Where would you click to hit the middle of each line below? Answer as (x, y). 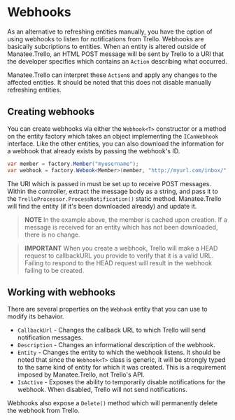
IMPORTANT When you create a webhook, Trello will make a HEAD (121, 248)
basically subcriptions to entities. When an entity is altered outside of (107, 46)
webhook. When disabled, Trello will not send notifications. (102, 390)
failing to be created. (54, 270)
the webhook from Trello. (44, 411)
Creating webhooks (51, 112)
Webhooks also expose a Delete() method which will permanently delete (113, 403)
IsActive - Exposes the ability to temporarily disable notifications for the (121, 382)
